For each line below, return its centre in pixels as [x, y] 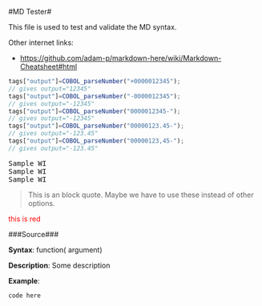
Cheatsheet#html [48, 66]
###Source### [34, 234]
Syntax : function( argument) [55, 250]
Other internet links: [41, 42]
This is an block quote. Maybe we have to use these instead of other [141, 195]
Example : [24, 280]
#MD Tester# [30, 12]
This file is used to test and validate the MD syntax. [93, 27]
